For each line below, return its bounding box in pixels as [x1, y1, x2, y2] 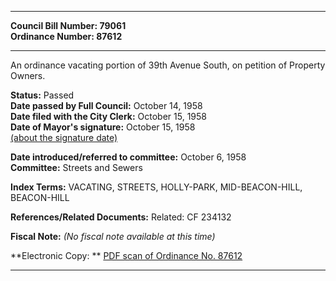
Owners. [10, 70, 46, 81]
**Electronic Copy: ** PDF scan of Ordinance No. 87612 [10, 250, 243, 261]
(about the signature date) [10, 132, 118, 143]
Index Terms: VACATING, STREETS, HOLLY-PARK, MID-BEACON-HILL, [10, 181, 303, 193]
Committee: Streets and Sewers [10, 162, 143, 173]
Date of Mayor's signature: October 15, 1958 [10, 121, 196, 133]
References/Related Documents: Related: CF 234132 [10, 211, 232, 223]
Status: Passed [10, 89, 75, 101]
